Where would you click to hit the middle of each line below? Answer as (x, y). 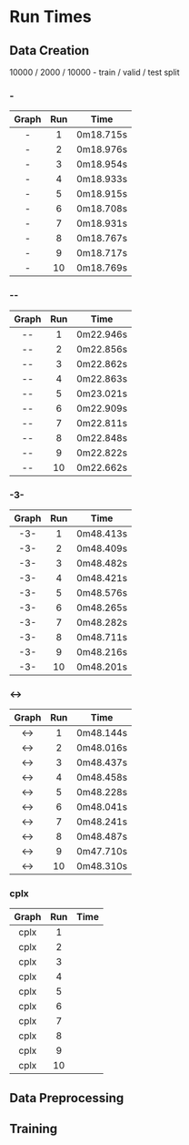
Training (34, 1129)
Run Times (51, 17)
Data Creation (50, 51)
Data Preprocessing (67, 1098)
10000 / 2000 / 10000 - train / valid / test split (94, 72)
